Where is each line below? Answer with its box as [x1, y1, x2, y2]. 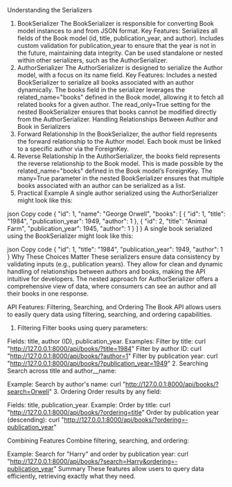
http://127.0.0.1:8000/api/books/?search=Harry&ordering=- [10, 457, 178, 465]
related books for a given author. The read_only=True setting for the [17, 101, 211, 108]
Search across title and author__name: [7, 367, 116, 375]
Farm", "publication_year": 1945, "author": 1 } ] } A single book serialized [7, 225, 213, 232]
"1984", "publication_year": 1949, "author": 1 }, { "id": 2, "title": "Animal [7, 217, 208, 225]
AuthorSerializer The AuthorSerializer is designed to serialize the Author [17, 64, 223, 71]
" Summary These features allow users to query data [53, 465, 204, 472]
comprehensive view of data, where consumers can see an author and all [7, 282, 217, 290]
